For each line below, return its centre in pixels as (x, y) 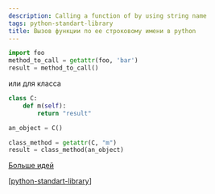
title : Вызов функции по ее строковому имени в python (102, 31)
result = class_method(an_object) (66, 150)
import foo (27, 53)
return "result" (64, 113)
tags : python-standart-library (61, 23)
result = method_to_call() (54, 68)
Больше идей (31, 166)
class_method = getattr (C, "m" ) (62, 142)
